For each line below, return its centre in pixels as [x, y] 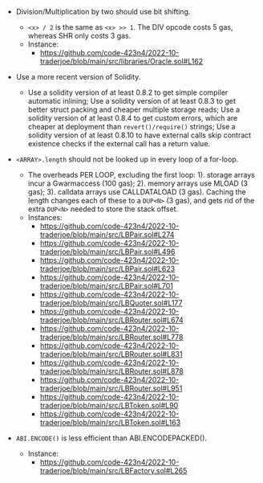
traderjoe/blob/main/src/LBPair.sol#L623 [107, 269]
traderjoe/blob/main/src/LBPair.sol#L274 [107, 235]
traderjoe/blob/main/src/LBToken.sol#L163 [110, 422]
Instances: [45, 217]
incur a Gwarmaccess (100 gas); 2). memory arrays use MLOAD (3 [138, 183]
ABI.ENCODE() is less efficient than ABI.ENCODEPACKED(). [111, 438]
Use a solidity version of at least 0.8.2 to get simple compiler [128, 92]
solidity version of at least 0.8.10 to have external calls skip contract [140, 135]
